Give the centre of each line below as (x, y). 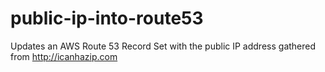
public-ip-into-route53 (107, 18)
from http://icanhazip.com (64, 56)
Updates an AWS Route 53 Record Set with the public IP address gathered (163, 46)
